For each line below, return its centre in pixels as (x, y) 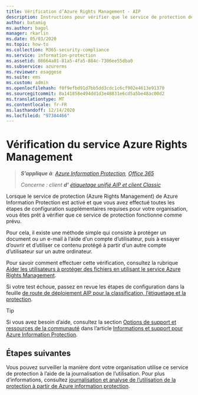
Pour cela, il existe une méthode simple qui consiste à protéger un (86, 233)
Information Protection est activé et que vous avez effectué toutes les (90, 203)
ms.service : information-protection (51, 55)
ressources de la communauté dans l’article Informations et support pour (95, 328)
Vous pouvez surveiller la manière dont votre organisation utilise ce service (97, 367)
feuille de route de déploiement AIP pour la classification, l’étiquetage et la (96, 293)
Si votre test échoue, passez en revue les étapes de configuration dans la (95, 287)
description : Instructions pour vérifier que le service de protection (96, 17)
